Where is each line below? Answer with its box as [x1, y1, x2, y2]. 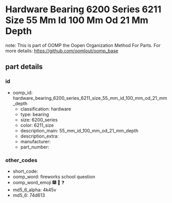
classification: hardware [20, 106, 71, 112]
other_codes [5, 156, 37, 164]
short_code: [12, 168, 39, 174]
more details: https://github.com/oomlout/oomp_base [5, 48, 119, 54]
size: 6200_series [20, 117, 58, 123]
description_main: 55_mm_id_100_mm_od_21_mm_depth [20, 127, 139, 133]
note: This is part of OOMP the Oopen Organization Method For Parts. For [5, 42, 161, 48]
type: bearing [20, 111, 49, 117]
